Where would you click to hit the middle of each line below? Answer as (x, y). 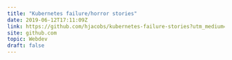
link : (15, 26)
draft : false (26, 46)
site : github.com (32, 33)
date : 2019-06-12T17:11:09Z (48, 20)
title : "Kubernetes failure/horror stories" (72, 13)
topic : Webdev (28, 39)
